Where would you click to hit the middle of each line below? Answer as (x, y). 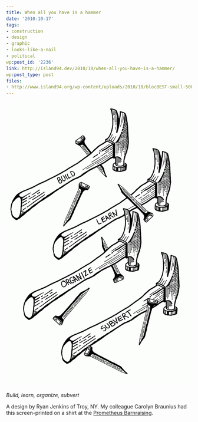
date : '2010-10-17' (30, 19)
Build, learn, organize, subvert (43, 395)
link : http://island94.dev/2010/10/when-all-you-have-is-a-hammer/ (91, 68)
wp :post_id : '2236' (30, 62)
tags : (13, 25)
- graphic (18, 44)
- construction (25, 31)
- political (21, 56)
